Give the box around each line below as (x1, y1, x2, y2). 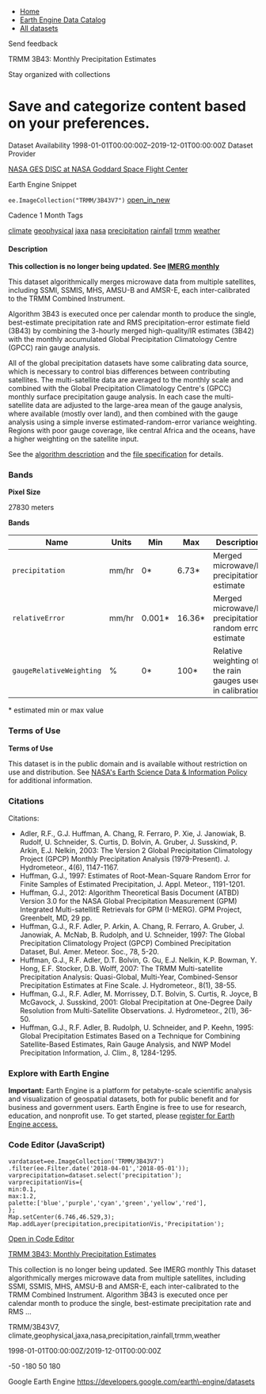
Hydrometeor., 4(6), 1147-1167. (19, 862, 119, 872)
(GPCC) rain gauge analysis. (8, 343, 101, 352)
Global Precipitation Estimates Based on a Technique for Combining (19, 1031, 241, 1041)
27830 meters (8, 503, 55, 513)
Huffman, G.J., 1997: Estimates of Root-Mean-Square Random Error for (19, 871, 252, 881)
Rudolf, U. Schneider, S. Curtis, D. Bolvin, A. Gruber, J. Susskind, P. (19, 837, 237, 847)
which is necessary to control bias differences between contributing (8, 367, 230, 376)
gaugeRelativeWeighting (12, 666, 102, 675)
